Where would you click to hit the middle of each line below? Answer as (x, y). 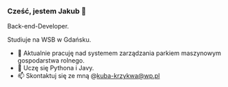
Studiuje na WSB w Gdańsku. (49, 40)
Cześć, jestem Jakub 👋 (47, 11)
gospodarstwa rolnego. (51, 61)
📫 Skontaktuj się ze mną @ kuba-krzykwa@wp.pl (88, 76)
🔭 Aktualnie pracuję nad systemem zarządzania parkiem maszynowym (119, 53)
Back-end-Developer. (38, 26)
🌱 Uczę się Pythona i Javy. (56, 68)
